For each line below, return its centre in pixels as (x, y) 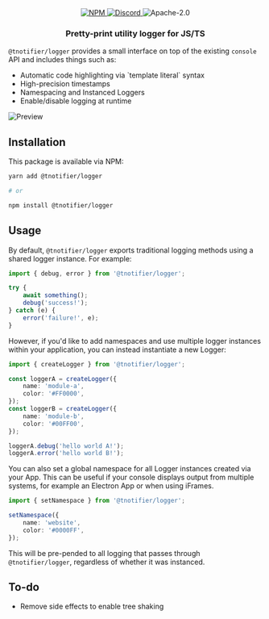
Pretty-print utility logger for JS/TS (135, 33)
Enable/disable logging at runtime (76, 101)
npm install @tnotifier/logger (61, 205)
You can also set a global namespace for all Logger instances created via (130, 469)
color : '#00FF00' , (54, 424)
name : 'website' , (52, 523)
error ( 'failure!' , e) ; (61, 318)
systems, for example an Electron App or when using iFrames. (111, 486)
